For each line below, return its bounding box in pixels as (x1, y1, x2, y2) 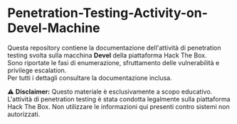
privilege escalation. (7, 66, 67, 74)
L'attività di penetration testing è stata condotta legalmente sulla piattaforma (7, 94, 231, 103)
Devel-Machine (7, 20, 100, 36)
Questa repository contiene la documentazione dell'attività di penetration (7, 43, 222, 52)
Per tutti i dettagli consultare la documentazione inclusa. (7, 73, 172, 82)
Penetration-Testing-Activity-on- (7, 5, 208, 21)
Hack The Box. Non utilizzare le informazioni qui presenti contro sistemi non (7, 102, 230, 111)
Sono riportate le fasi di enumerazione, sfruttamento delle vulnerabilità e (7, 58, 220, 67)
